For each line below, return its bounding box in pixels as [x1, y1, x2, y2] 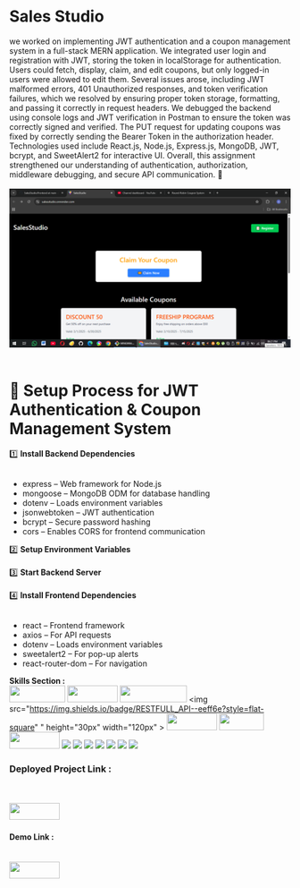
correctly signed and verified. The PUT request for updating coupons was [9, 121, 281, 132]
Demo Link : [9, 832, 54, 842]
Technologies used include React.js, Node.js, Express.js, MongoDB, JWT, [9, 141, 279, 151]
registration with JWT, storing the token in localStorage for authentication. [9, 55, 282, 65]
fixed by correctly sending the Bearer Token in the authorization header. [9, 131, 274, 141]
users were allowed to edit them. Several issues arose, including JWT [9, 73, 265, 84]
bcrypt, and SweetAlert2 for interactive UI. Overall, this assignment [9, 149, 256, 160]
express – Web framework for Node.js [21, 479, 162, 490]
